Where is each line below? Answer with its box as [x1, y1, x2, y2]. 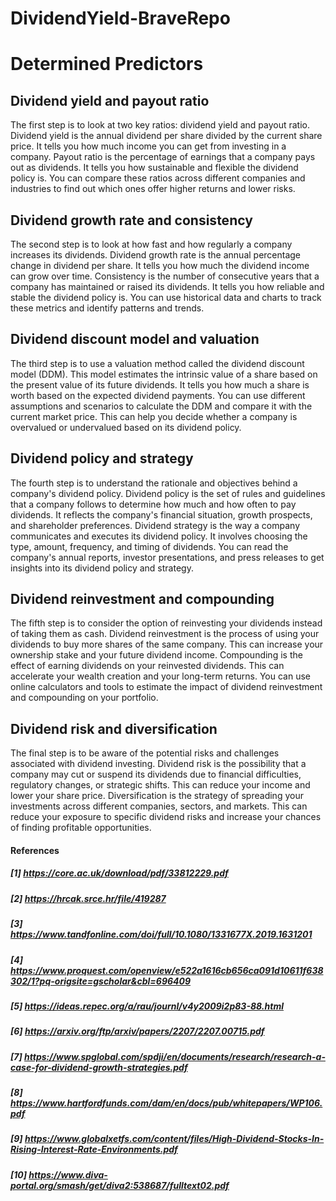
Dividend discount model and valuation [10, 331, 260, 348]
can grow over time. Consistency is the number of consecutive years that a [10, 270, 320, 282]
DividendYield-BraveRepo [10, 7, 231, 30]
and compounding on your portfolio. [10, 692, 159, 704]
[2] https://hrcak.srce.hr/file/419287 [10, 892, 167, 904]
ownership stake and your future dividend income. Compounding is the [10, 649, 303, 661]
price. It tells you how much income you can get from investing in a [10, 140, 287, 152]
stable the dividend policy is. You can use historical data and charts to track [10, 292, 322, 303]
